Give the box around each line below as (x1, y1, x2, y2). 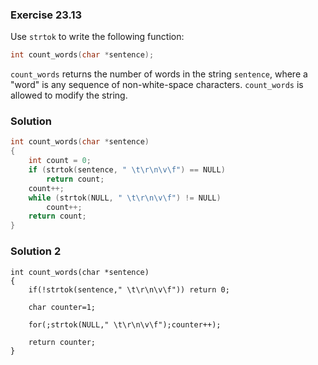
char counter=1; (28, 302, 97, 312)
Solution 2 (10, 244, 62, 258)
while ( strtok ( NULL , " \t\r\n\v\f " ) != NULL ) (28, 193, 222, 203)
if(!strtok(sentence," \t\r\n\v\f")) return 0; (28, 284, 230, 295)
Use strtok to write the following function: (10, 31, 185, 43)
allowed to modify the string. (10, 89, 128, 102)
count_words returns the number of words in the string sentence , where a (10, 68, 308, 80)
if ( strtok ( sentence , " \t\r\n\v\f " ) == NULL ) (28, 165, 226, 175)
